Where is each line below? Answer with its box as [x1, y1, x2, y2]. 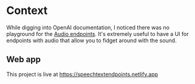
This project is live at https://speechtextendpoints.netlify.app [6, 71, 159, 78]
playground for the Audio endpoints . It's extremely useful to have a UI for [6, 30, 189, 37]
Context [6, 4, 48, 18]
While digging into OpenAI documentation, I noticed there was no [6, 24, 170, 31]
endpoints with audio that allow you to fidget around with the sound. [6, 37, 177, 44]
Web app [6, 54, 41, 65]
